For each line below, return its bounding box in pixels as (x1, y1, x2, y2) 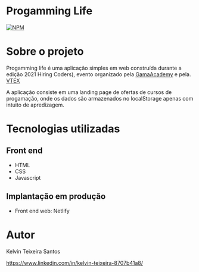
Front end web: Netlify (14, 207, 70, 214)
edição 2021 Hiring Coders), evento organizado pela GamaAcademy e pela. (6, 70, 191, 78)
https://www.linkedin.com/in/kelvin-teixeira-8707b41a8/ (6, 259, 144, 266)
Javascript (14, 174, 41, 181)
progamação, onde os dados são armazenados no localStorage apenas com (6, 95, 194, 102)
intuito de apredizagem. (6, 101, 64, 108)
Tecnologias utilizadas (6, 122, 120, 136)
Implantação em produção (6, 192, 106, 202)
